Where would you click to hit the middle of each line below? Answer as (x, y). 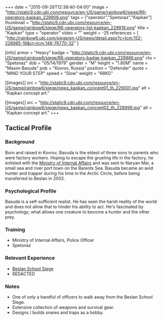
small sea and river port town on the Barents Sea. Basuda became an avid (79, 168)
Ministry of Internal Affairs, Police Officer (53, 240)
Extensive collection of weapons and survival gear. (63, 307)
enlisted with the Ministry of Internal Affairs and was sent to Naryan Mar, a (80, 163)
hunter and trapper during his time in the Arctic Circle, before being (72, 173)
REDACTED (23, 274)
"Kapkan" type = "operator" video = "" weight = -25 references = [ (72, 33)
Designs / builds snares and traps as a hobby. (58, 312)
